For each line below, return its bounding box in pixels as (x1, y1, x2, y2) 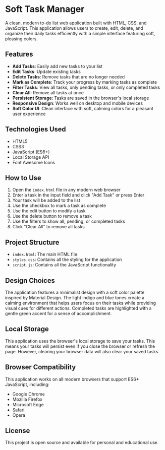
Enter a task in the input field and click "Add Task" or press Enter (12, 192, 145, 198)
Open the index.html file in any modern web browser (12, 187, 121, 193)
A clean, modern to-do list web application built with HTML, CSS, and (5, 20, 147, 26)
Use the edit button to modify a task (12, 208, 86, 214)
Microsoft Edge (12, 401, 44, 407)
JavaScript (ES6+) (12, 149, 50, 155)
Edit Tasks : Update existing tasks (12, 68, 81, 74)
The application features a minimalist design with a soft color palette (5, 289, 145, 295)
